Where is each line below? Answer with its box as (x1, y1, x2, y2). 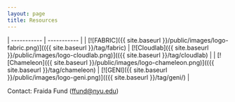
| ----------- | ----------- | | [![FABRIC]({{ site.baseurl (7, 36, 161, 44)
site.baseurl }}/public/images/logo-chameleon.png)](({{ (53, 58, 215, 66)
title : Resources (7, 17, 58, 24)
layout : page (7, 10, 46, 17)
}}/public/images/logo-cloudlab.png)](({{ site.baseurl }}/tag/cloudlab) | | (7, 50, 216, 59)
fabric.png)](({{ (7, 43, 52, 52)
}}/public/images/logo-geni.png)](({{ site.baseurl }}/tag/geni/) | (7, 73, 190, 81)
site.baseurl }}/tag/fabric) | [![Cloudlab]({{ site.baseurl (52, 43, 209, 52)
